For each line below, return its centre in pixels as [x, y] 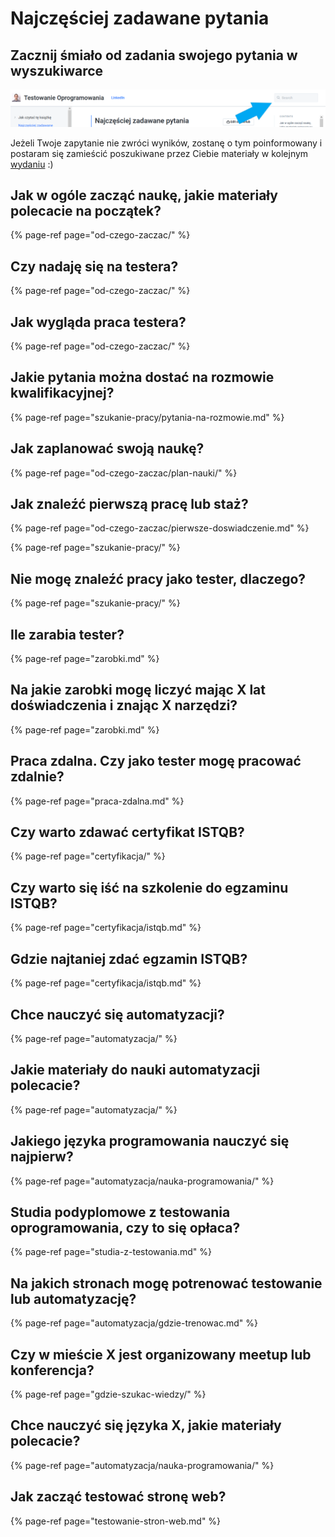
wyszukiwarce [57, 70]
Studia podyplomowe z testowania [120, 1212]
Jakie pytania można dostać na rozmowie [142, 377]
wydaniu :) [32, 164]
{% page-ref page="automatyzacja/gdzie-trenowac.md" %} [134, 1323]
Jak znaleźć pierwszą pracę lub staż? [129, 504]
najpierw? [42, 1157]
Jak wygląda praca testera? [98, 322]
